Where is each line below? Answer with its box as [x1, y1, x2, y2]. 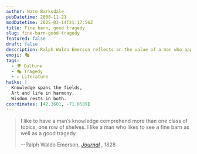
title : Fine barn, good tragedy [6, 25, 85, 31]
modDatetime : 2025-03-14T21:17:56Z [6, 19, 93, 25]
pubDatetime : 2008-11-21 [6, 14, 67, 20]
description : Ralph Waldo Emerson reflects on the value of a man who [6, 47, 182, 53]
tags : [6, 57, 19, 63]
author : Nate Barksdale [6, 8, 64, 15]
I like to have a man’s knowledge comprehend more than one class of [20, 117, 188, 124]
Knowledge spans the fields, [11, 85, 83, 91]
